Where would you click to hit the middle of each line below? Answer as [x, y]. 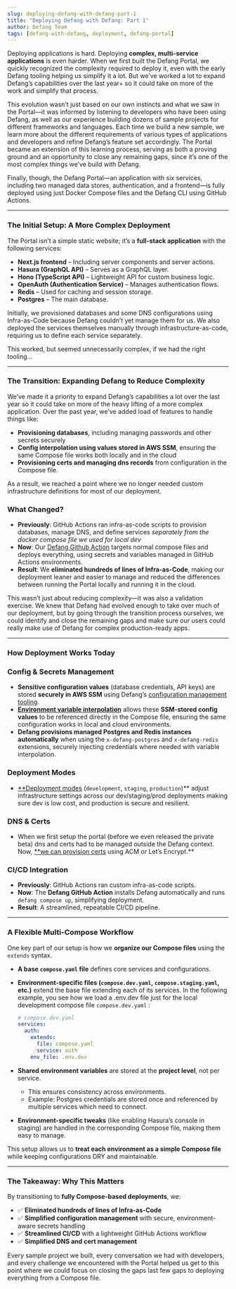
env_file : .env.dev [59, 1057]
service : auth [57, 1050]
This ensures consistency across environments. [97, 1091]
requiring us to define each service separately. [75, 335]
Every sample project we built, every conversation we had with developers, [116, 1255]
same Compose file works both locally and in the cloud [97, 455]
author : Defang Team [38, 27]
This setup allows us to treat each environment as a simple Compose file [114, 1149]
